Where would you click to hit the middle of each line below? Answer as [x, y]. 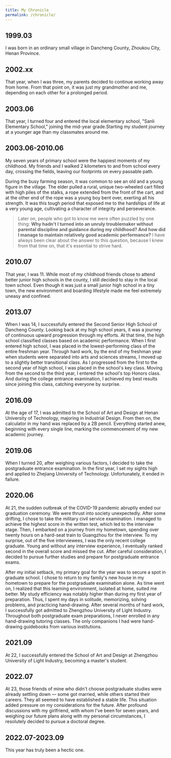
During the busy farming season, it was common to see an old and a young [84, 181]
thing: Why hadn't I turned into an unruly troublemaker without [85, 224]
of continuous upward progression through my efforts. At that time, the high [85, 335]
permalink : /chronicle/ [31, 15]
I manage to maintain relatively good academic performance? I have [91, 235]
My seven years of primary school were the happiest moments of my [78, 160]
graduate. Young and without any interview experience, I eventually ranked [84, 546]
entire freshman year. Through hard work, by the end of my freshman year [83, 352]
